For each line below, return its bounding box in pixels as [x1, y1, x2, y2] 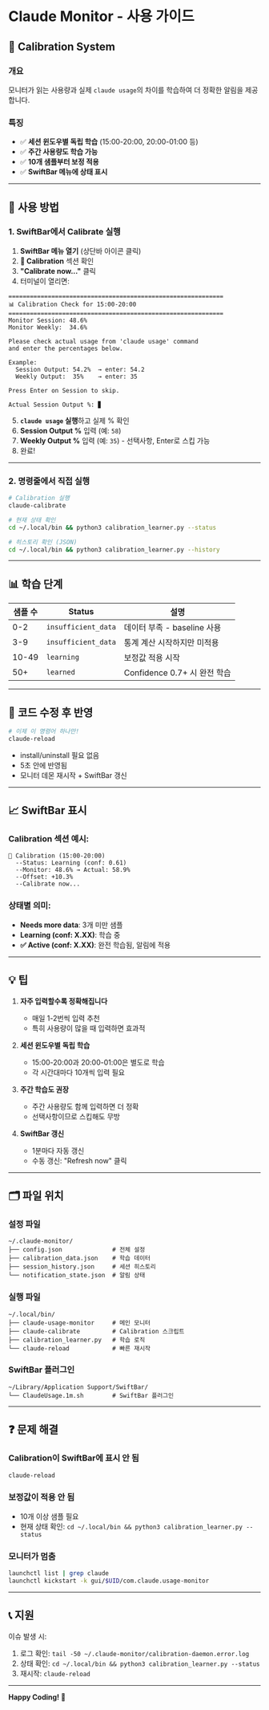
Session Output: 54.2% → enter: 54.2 [15, 365, 146, 373]
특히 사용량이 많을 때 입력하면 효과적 [31, 1023, 146, 1032]
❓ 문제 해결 [8, 1423, 58, 1437]
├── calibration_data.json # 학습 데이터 [8, 1254, 151, 1263]
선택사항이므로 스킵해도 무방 [31, 1111, 120, 1121]
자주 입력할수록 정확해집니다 [19, 996, 108, 1006]
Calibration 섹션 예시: [8, 833, 90, 845]
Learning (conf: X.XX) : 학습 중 [19, 930, 121, 939]
